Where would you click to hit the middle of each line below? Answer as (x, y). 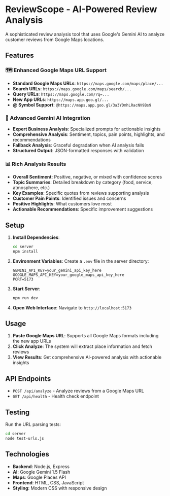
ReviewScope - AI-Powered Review (81, 9)
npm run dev (25, 298)
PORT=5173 (23, 279)
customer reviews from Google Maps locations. (55, 40)
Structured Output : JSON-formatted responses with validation (78, 150)
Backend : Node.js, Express (41, 466)
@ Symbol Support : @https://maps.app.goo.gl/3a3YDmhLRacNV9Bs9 (82, 104)
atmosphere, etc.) (31, 188)
